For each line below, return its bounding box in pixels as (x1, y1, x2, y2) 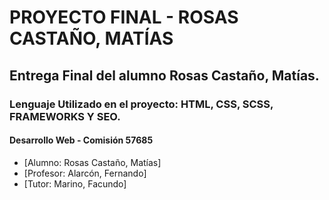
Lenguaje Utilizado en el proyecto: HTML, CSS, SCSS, (9, 97, 274, 111)
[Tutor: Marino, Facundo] (23, 177, 127, 190)
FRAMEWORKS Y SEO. (9, 109, 121, 123)
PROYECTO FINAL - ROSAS (9, 6, 239, 29)
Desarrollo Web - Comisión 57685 (9, 134, 154, 146)
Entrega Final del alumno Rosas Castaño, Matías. (9, 67, 320, 84)
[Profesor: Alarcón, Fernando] (23, 167, 147, 179)
